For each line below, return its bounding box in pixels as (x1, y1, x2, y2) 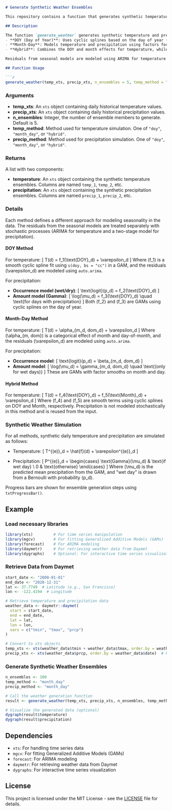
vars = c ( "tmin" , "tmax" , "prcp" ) (10, 627, 83, 632)
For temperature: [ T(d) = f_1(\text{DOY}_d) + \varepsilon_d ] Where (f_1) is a (5, 256, 165, 263)
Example (5, 505, 34, 513)
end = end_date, (10, 613, 45, 618)
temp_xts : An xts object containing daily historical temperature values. (12, 103, 163, 109)
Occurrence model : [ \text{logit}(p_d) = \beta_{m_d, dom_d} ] (12, 358, 143, 364)
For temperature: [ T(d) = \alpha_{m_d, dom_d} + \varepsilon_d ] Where (5, 327, 155, 333)
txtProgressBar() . (5, 490, 44, 496)
